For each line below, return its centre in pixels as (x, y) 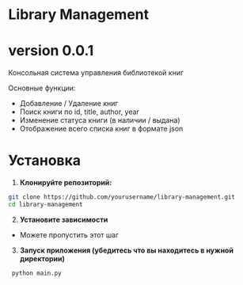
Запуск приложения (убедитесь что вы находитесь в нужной (126, 250)
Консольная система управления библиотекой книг (96, 73)
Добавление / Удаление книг (69, 104)
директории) (42, 258)
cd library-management (46, 204)
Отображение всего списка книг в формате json (101, 129)
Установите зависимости (64, 219)
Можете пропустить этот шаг (69, 234)
